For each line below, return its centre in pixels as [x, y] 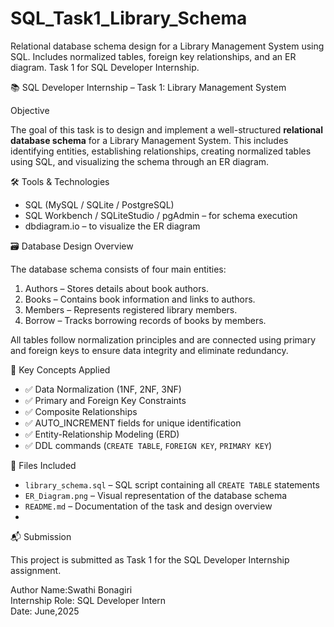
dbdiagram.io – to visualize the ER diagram [112, 226]
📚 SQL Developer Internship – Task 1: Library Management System [148, 87]
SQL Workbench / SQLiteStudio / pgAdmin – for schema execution [161, 215]
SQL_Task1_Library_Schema [129, 18]
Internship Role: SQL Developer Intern [88, 600]
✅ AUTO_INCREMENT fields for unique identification [133, 423]
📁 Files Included [43, 465]
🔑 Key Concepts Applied [60, 369]
